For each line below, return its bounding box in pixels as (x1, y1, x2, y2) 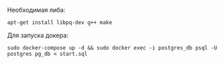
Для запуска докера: (7, 31, 69, 39)
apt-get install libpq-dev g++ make (7, 19, 112, 26)
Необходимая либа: (7, 6, 65, 14)
